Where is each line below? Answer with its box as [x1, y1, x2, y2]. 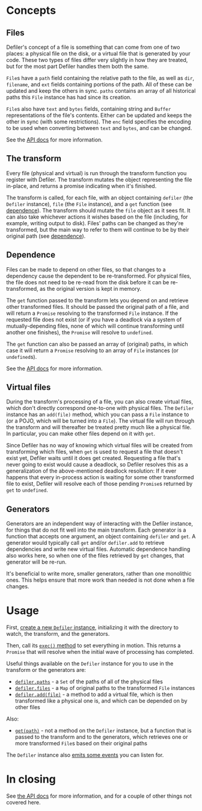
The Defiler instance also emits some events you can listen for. [6, 751, 164, 759]
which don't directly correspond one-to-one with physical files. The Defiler [6, 405, 194, 412]
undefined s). [6, 353, 37, 360]
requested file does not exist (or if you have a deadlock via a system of [6, 315, 182, 323]
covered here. [6, 799, 41, 806]
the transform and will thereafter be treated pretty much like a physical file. [6, 424, 192, 431]
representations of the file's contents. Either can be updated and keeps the [6, 112, 192, 119]
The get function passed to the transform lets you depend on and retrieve [6, 296, 189, 304]
